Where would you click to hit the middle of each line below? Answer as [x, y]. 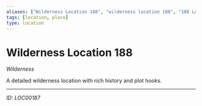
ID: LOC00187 [23, 98]
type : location [25, 23]
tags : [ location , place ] [37, 17]
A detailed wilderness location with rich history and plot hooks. [84, 81]
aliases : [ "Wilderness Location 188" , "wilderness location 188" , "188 [98, 12]
